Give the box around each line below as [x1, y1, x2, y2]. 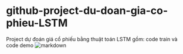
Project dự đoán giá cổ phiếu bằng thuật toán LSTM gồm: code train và [6, 35, 178, 42]
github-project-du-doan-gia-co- [6, 4, 168, 17]
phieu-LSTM [6, 16, 68, 30]
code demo [6, 42, 34, 49]
